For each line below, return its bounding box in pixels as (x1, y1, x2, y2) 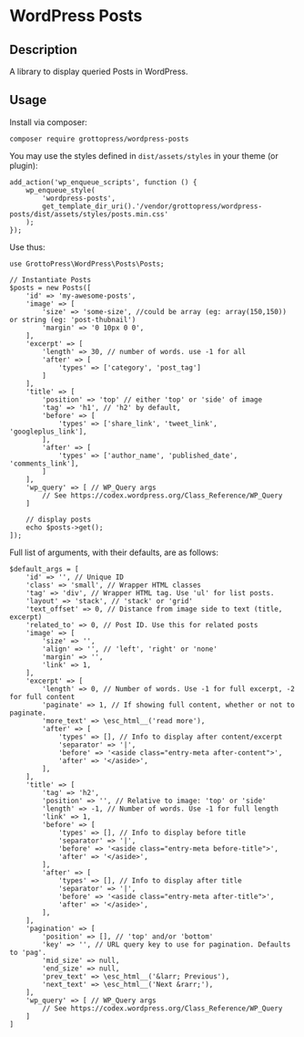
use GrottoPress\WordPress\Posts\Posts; (9, 259, 166, 268)
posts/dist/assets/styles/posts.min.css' (9, 209, 169, 219)
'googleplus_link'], (9, 426, 88, 436)
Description (9, 42, 77, 58)
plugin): (9, 160, 38, 171)
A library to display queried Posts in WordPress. (9, 66, 188, 77)
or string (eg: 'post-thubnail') (9, 315, 137, 324)
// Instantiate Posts (9, 275, 92, 284)
